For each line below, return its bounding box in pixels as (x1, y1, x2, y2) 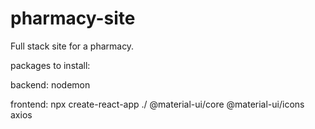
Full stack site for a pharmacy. (10, 40, 135, 52)
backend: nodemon (10, 78, 91, 91)
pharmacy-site (10, 7, 136, 30)
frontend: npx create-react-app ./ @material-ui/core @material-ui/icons (10, 98, 305, 110)
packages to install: (10, 59, 91, 71)
